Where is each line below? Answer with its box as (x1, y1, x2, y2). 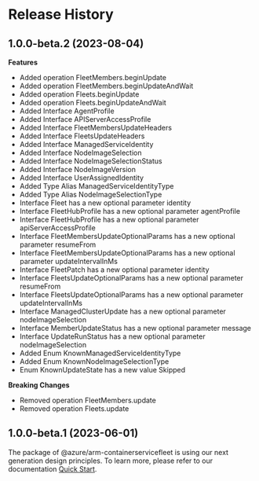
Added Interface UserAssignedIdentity (19, 173, 144, 182)
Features (8, 57, 38, 67)
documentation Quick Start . (8, 464, 97, 473)
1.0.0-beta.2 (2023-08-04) (8, 37, 144, 50)
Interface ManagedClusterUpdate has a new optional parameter (19, 307, 226, 316)
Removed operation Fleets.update (19, 404, 129, 413)
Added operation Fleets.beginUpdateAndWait (19, 98, 166, 107)
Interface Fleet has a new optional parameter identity (19, 198, 192, 207)
